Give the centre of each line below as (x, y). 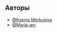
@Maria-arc (24, 25)
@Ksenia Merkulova (32, 19)
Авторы (17, 8)
